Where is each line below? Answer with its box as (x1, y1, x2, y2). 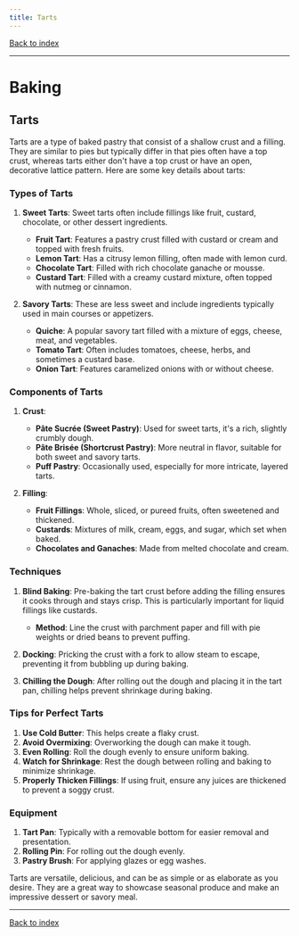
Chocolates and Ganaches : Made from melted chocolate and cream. (35, 543, 289, 554)
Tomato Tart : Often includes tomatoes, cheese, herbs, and (35, 344, 251, 355)
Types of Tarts (9, 186, 74, 199)
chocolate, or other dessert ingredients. (21, 216, 168, 228)
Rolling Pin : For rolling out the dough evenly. (21, 846, 185, 857)
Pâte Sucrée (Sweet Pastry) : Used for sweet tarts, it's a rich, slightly (35, 423, 287, 434)
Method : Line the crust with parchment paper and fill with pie (35, 622, 261, 633)
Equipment (9, 807, 58, 819)
